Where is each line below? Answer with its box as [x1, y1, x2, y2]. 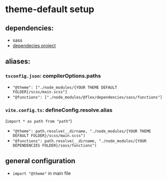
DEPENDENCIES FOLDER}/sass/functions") [12, 143, 97, 148]
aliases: [5, 57, 30, 66]
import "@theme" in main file [12, 170, 71, 176]
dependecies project [12, 43, 56, 49]
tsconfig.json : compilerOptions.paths [5, 73, 101, 80]
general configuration [5, 157, 76, 165]
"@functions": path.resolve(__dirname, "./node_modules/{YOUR [12, 138, 147, 143]
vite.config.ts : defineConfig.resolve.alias [5, 106, 113, 114]
